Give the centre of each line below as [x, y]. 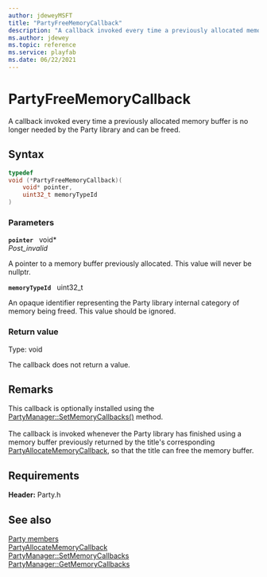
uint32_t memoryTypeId [60, 195]
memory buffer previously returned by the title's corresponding [112, 442]
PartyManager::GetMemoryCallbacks [69, 564]
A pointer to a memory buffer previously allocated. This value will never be [130, 263]
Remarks [31, 389]
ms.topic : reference [43, 45]
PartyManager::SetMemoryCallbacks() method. [86, 417]
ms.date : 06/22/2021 [43, 60]
